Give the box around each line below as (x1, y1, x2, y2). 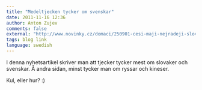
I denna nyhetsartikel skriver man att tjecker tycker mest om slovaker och (6, 58, 188, 66)
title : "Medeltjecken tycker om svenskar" (6, 8, 114, 15)
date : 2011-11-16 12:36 (6, 14, 66, 20)
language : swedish (6, 43, 52, 49)
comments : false (6, 25, 47, 32)
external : (6, 31, 31, 37)
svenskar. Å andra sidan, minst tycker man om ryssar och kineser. (6, 65, 170, 72)
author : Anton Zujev (6, 20, 58, 26)
